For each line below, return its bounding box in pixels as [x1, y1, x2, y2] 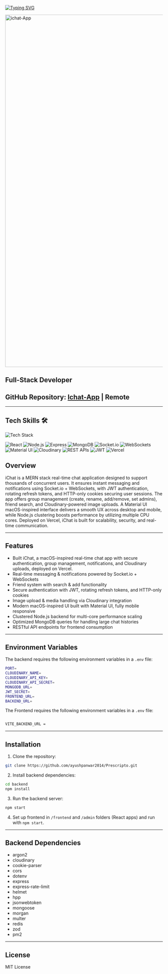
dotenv [12, 873, 27, 879]
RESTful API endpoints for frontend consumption [12, 624, 113, 630]
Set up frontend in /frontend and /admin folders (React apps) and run [12, 814, 155, 820]
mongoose [12, 905, 35, 911]
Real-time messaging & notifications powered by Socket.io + [12, 571, 137, 577]
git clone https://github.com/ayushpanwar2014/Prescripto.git [5, 763, 137, 768]
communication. [15, 522, 48, 528]
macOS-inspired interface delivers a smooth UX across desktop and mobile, [5, 506, 162, 512]
